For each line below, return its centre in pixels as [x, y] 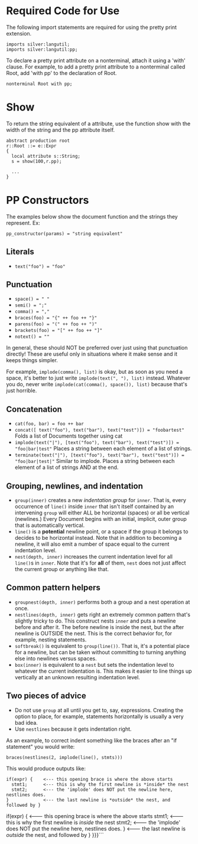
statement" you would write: [40, 747]
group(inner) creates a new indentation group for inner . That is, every [100, 500]
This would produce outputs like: [46, 768]
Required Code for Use [63, 11]
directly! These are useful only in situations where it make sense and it [92, 354]
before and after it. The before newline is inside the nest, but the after [99, 627]
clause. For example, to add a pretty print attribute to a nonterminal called [96, 67]
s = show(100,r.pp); [37, 161]
